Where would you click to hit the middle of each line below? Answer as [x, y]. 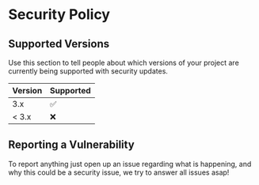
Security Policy [59, 15]
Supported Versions [59, 44]
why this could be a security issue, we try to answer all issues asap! [119, 172]
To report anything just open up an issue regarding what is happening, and [130, 164]
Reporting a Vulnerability [71, 145]
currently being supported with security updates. [88, 71]
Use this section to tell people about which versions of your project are [124, 62]
